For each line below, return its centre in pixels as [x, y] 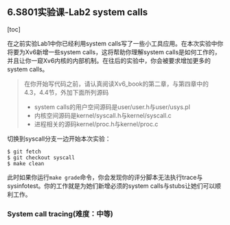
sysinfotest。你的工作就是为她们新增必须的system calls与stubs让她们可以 [111, 186]
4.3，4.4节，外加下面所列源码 [66, 92]
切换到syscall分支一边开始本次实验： [59, 139]
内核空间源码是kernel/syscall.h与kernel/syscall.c [103, 115]
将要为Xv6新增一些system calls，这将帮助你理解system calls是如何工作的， [114, 52]
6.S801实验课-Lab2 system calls [78, 12]
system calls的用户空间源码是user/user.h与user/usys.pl [112, 107]
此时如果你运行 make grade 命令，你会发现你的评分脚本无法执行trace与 [105, 177]
